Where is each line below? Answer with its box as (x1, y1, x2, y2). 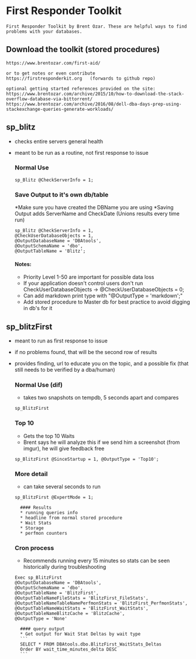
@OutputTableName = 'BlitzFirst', (14, 590, 99, 596)
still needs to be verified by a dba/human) (14, 366, 115, 373)
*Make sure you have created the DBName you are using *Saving (14, 204, 174, 211)
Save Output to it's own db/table (14, 191, 109, 199)
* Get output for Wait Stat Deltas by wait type (20, 631, 141, 637)
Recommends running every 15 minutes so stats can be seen (23, 557, 170, 564)
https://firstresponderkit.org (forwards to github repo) (6, 75, 156, 81)
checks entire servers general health (14, 138, 104, 145)
